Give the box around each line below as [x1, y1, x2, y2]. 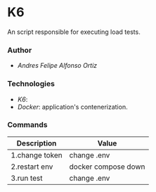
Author [7, 45, 32, 55]
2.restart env [11, 162, 53, 172]
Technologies [7, 79, 55, 89]
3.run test [11, 173, 43, 183]
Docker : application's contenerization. [17, 102, 128, 111]
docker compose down [69, 162, 145, 172]
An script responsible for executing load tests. [7, 28, 141, 36]
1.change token [11, 150, 63, 160]
